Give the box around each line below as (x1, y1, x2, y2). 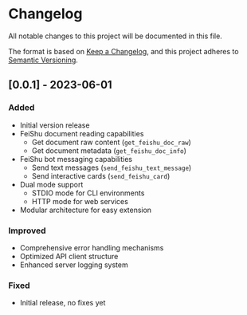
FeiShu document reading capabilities (19, 128, 144, 138)
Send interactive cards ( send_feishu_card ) (31, 171, 171, 180)
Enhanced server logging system (19, 260, 129, 270)
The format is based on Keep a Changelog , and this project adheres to (8, 46, 239, 56)
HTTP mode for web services (31, 196, 129, 206)
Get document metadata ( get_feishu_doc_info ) (31, 145, 187, 156)
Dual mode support (19, 179, 84, 189)
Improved (8, 225, 46, 236)
